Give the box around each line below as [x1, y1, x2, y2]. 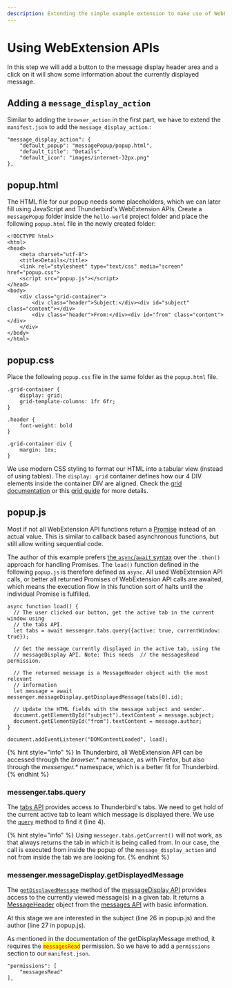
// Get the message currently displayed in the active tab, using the [13, 645, 221, 652]
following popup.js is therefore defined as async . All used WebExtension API [7, 568, 223, 576]
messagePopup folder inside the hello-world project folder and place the [7, 212, 209, 221]
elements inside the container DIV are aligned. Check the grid [7, 479, 182, 487]
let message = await [13, 688, 72, 695]
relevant [7, 675, 32, 682]
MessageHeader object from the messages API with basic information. [7, 900, 209, 909]
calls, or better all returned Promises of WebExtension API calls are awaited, [7, 574, 223, 583]
